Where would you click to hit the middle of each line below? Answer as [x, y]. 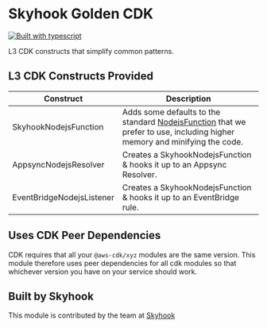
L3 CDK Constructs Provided [81, 76]
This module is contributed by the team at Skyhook [92, 315]
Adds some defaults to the [171, 112]
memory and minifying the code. [183, 141]
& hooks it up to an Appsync [174, 164]
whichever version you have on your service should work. [103, 272]
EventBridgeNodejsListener [64, 197]
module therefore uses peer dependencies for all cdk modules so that [122, 263]
